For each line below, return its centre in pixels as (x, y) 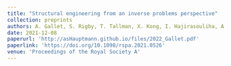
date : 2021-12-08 (32, 33)
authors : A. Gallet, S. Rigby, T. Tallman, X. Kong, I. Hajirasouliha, (112, 26)
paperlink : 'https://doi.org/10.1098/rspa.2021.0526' (86, 45)
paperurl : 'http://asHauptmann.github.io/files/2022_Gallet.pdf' (103, 39)
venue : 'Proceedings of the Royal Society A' (74, 52)
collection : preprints (40, 20)
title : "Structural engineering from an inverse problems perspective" (112, 13)
